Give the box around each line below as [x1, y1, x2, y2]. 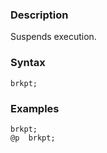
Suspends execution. [10, 31, 97, 43]
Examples [10, 101, 60, 115]
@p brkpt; [10, 133, 56, 143]
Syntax [10, 56, 46, 70]
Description [10, 8, 69, 22]
